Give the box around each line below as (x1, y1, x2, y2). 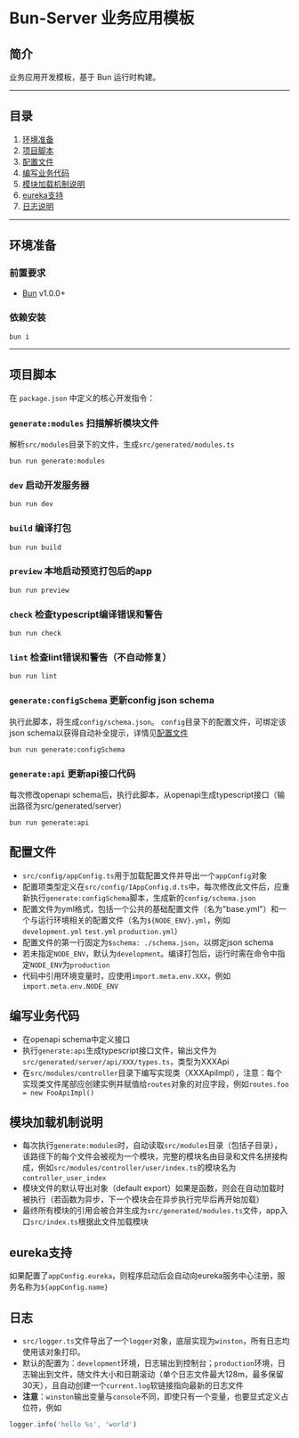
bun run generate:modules (9, 456, 105, 465)
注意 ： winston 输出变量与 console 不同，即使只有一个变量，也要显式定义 (21, 1392, 282, 1402)
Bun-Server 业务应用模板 (9, 8, 195, 29)
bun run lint (9, 672, 58, 681)
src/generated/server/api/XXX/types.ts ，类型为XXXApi (21, 1056, 230, 1066)
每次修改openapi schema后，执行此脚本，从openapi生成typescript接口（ (9, 789, 278, 800)
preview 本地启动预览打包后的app (9, 565, 153, 578)
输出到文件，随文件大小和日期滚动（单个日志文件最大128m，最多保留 (29, 1369, 284, 1380)
